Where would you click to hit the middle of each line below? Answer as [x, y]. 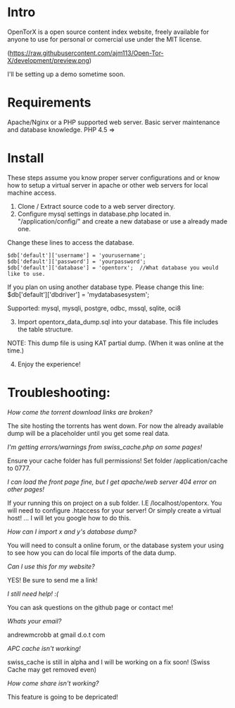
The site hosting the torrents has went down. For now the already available [115, 426]
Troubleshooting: [59, 393]
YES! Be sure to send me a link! [52, 580]
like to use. [26, 274]
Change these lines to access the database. [71, 242]
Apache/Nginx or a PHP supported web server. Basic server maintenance [114, 122]
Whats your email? [34, 621]
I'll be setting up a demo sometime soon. [66, 74]
